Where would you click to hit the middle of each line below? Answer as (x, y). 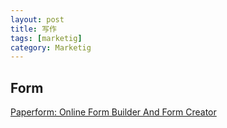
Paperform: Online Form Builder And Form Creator (113, 112)
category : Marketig (51, 47)
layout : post (37, 19)
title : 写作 (33, 29)
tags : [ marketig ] (46, 38)
